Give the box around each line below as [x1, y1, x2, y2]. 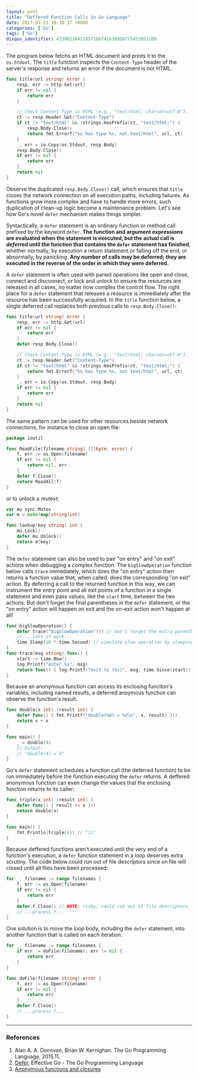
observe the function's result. [6, 695, 78, 703]
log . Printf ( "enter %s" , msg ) [16, 661, 88, 667]
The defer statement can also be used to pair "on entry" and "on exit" [6, 555, 176, 562]
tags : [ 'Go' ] [6, 31, 38, 37]
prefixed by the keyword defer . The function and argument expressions [6, 228, 183, 235]
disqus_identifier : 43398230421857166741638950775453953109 [6, 36, 157, 42]
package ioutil [6, 435, 44, 441]
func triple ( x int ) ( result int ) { [6, 797, 94, 803]
